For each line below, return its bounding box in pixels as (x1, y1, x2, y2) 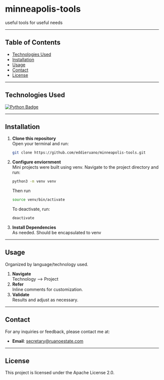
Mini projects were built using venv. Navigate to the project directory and (12, 164, 159, 170)
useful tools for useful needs (5, 20, 63, 25)
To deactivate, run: (12, 206, 50, 212)
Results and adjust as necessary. (12, 297, 79, 303)
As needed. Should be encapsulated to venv (12, 229, 102, 235)
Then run (12, 188, 31, 194)
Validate (12, 291, 30, 297)
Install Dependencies (12, 224, 56, 230)
